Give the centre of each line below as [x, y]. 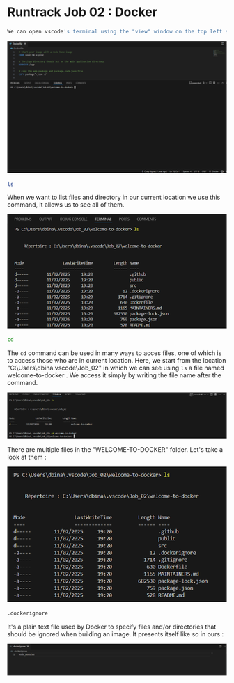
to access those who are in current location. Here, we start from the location [117, 361]
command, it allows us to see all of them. [66, 205]
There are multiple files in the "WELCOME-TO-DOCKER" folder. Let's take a [115, 450]
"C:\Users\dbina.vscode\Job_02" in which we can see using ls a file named [116, 368]
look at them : [27, 457]
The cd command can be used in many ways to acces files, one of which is [115, 353]
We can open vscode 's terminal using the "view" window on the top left [115, 31]
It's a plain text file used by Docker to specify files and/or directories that [112, 627]
